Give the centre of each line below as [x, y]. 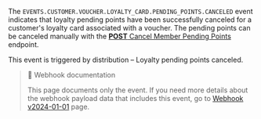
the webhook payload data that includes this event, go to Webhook [135, 98]
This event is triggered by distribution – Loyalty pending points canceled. [126, 59]
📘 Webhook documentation [71, 75]
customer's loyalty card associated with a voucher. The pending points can [129, 28]
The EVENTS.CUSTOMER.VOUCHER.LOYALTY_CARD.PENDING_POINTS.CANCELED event [130, 11]
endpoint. [24, 45]
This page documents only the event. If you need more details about [138, 90]
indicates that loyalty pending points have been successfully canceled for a [130, 20]
